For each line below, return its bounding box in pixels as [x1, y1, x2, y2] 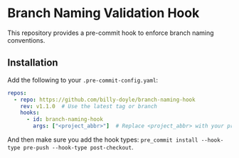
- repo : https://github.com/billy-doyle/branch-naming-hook [14, 96, 196, 103]
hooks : [20, 109, 40, 117]
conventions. [7, 36, 46, 44]
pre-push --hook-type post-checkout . [23, 143, 134, 151]
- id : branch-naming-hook [26, 116, 103, 123]
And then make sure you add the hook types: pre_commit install [7, 135, 198, 144]
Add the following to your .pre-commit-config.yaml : [7, 75, 159, 84]
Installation [7, 57, 58, 69]
